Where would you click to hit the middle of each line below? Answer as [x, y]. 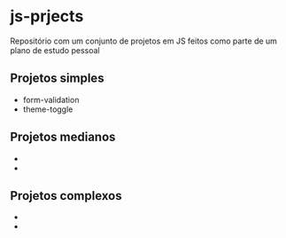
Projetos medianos [63, 137]
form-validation [51, 99]
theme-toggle [48, 109]
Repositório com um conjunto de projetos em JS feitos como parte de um [144, 41]
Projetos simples [57, 79]
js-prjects [47, 16]
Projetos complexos [66, 196]
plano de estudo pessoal [55, 50]
